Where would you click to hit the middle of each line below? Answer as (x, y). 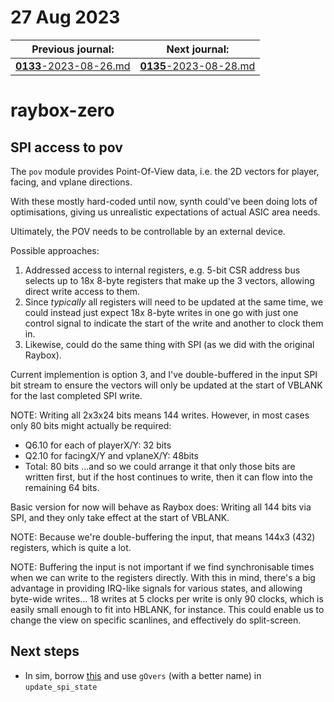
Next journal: (198, 49)
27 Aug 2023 (65, 17)
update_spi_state (61, 687)
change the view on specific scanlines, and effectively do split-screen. (156, 620)
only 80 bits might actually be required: (91, 425)
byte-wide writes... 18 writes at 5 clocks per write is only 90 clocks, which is (167, 598)
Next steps (45, 651)
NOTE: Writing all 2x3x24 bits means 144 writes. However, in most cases (160, 415)
